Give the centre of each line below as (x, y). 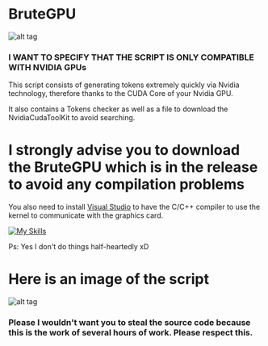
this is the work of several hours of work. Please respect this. (131, 333)
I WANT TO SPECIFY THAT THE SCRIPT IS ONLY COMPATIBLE (131, 57)
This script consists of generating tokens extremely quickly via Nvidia (124, 85)
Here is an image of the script (109, 279)
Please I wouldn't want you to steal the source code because (130, 323)
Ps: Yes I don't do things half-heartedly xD (79, 247)
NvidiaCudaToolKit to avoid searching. (72, 118)
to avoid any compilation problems (126, 184)
